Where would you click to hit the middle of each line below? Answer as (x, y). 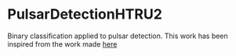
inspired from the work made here (62, 44)
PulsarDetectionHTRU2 (85, 14)
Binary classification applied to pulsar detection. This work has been (118, 36)
